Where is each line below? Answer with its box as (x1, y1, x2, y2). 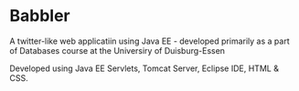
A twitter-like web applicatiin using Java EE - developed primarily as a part (9, 35, 290, 46)
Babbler (9, 5, 70, 26)
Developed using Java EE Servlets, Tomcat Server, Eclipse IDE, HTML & (9, 63, 279, 74)
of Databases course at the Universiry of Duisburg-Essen (9, 45, 226, 56)
